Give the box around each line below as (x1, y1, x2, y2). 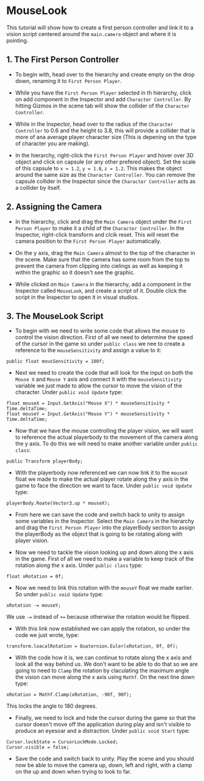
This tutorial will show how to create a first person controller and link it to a (6, 24, 194, 31)
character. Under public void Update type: (15, 389, 123, 396)
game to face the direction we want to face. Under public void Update (15, 482, 192, 489)
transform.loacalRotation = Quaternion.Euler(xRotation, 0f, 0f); (6, 643, 178, 650)
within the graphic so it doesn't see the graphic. (15, 268, 135, 276)
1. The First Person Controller (6, 54, 119, 65)
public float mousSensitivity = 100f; (6, 358, 105, 365)
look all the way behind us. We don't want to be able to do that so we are (15, 660, 198, 668)
